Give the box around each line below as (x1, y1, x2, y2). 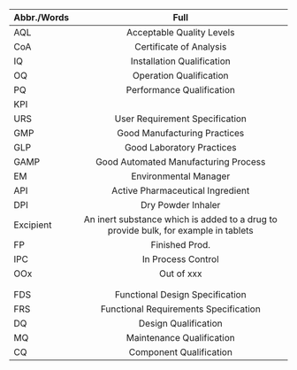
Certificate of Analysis (133, 41, 227, 52)
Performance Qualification (126, 84, 236, 96)
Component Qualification (128, 346, 232, 358)
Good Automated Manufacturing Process (95, 156, 266, 167)
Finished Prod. (150, 239, 210, 251)
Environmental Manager (131, 170, 231, 182)
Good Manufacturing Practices (116, 127, 245, 139)
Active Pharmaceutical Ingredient (111, 185, 250, 197)
